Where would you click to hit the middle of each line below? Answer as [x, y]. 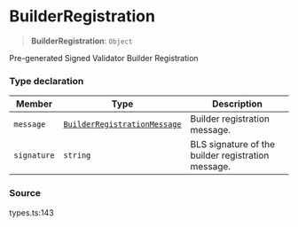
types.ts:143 [32, 212]
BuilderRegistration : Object [82, 41]
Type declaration [47, 81]
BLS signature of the [233, 145]
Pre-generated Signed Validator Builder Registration [104, 58]
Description [238, 104]
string [77, 156]
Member [35, 104]
